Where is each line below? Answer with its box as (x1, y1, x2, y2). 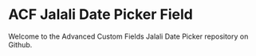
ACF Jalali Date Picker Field (8, 6, 194, 24)
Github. (8, 39, 33, 49)
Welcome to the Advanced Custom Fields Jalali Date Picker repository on (8, 32, 249, 41)
